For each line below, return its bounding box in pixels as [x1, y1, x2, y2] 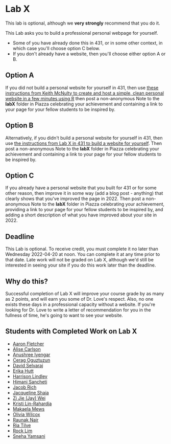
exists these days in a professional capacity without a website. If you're [5, 301, 156, 307]
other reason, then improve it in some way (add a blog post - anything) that [5, 190, 163, 196]
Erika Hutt [12, 368, 34, 374]
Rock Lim [12, 428, 33, 434]
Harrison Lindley [12, 373, 47, 379]
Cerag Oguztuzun [12, 357, 51, 363]
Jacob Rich [12, 384, 37, 390]
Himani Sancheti [12, 379, 47, 385]
